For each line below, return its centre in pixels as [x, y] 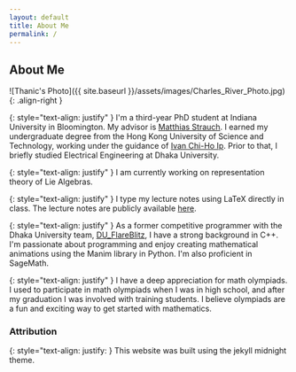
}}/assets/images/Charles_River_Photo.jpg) [206, 91]
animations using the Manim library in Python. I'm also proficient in [131, 254]
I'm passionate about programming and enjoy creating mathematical [134, 244]
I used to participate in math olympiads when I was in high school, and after [147, 290]
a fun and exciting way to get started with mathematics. [111, 309]
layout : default [39, 17]
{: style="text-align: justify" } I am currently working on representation [137, 173]
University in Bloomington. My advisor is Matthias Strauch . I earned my [139, 127]
